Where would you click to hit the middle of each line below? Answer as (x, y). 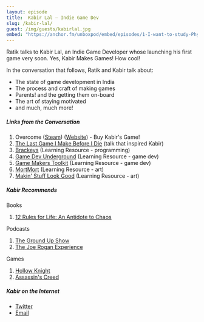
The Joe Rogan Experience (49, 247)
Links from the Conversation (43, 122)
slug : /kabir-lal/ (29, 23)
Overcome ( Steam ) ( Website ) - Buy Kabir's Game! (77, 137)
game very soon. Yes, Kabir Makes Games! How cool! (73, 58)
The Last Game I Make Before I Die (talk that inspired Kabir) (89, 144)
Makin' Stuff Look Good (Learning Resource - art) (77, 176)
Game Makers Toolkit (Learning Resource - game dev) (83, 163)
